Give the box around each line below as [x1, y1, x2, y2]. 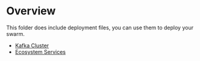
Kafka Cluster [14, 42, 49, 49]
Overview [6, 4, 56, 18]
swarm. [6, 30, 25, 37]
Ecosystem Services [14, 48, 66, 55]
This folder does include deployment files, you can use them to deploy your [6, 24, 194, 31]
